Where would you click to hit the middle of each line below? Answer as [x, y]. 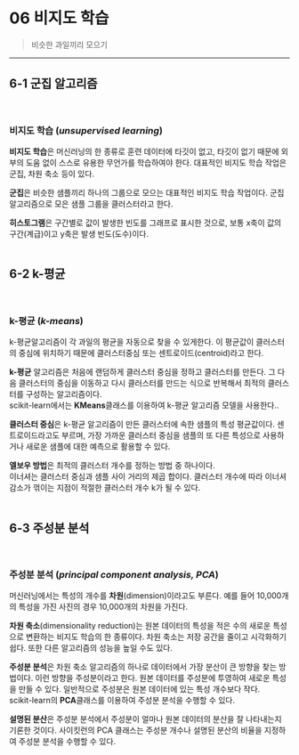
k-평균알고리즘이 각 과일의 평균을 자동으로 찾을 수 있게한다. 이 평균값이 [132, 342]
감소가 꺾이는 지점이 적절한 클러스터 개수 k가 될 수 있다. [105, 488]
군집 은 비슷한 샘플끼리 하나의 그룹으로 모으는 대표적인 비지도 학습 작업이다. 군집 [147, 193]
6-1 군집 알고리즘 [53, 84]
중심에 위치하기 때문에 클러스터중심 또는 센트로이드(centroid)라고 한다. [141, 353]
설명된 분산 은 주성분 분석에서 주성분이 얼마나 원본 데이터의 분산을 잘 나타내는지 [145, 719]
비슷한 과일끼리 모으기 [69, 45]
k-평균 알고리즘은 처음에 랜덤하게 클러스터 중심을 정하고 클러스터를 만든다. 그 [142, 372]
